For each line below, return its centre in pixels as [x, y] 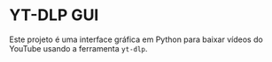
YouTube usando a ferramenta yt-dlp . [78, 48]
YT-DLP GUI [54, 15]
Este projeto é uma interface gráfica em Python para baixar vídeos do [136, 39]
